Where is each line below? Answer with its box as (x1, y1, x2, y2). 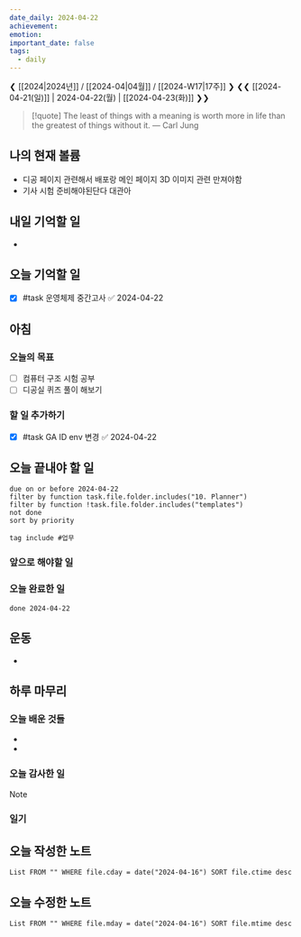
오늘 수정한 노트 (9, 895, 92, 910)
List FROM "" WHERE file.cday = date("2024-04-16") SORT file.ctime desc (9, 868, 293, 877)
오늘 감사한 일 (9, 767, 66, 780)
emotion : (9, 30, 42, 39)
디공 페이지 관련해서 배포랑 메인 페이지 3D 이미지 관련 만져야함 (22, 173, 242, 185)
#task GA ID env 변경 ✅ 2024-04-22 (22, 431, 158, 442)
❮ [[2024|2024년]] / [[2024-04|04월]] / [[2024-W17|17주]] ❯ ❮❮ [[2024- (9, 81, 282, 91)
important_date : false (9, 38, 95, 48)
